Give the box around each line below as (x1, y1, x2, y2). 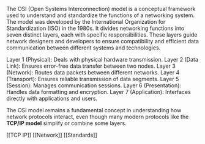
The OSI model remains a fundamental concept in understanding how (6, 107, 182, 113)
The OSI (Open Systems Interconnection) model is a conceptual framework (6, 5, 196, 12)
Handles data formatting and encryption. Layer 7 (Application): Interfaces (6, 88, 191, 95)
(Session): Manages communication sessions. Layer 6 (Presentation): (6, 82, 182, 89)
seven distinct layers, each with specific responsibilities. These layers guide (6, 31, 198, 38)
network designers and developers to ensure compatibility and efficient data (6, 38, 199, 45)
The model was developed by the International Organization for (6, 18, 166, 25)
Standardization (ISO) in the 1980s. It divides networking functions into (6, 24, 185, 32)
